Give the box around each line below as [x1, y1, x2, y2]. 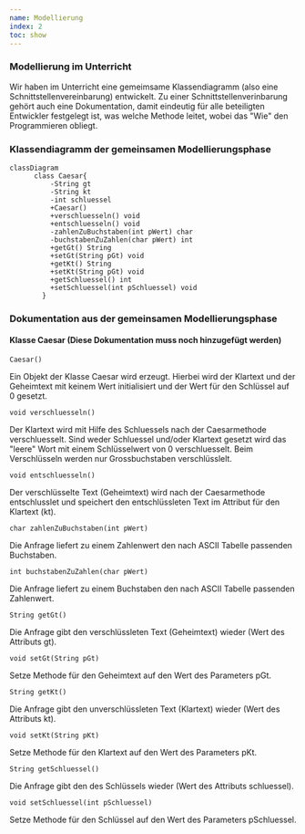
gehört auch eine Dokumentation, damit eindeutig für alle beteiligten [9, 100, 266, 111]
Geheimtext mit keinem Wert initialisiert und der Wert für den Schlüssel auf [9, 381, 290, 392]
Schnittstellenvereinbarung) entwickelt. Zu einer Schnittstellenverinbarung [9, 90, 289, 101]
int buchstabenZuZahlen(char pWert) [9, 568, 148, 577]
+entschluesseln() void [49, 219, 141, 228]
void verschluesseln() [9, 408, 96, 418]
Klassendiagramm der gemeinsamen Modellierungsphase [9, 142, 271, 155]
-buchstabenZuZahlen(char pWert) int [49, 235, 194, 245]
